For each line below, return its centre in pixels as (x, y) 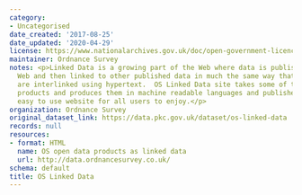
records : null (36, 127)
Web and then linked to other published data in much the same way (147, 76)
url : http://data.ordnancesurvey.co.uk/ (94, 160)
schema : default (40, 168)
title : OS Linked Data (52, 176)
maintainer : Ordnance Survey (64, 59)
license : (26, 51)
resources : (30, 135)
